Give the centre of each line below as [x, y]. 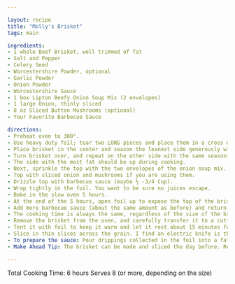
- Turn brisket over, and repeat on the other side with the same [106, 156]
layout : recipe [29, 20]
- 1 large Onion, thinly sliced [54, 104]
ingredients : [26, 45]
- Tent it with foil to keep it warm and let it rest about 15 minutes [114, 227]
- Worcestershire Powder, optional [59, 71]
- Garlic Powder [31, 78]
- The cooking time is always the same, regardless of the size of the [114, 214]
